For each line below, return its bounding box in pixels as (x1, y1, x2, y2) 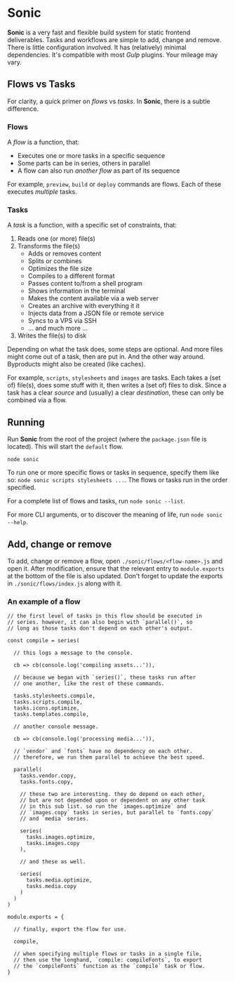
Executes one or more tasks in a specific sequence (17, 152, 166, 160)
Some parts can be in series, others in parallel (17, 159, 151, 168)
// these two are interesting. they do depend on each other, (20, 791, 206, 798)
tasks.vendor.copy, (20, 772, 77, 780)
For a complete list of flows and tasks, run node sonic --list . (7, 497, 186, 505)
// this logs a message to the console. (13, 649, 133, 657)
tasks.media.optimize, (25, 877, 93, 884)
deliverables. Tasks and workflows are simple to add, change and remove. (7, 35, 222, 44)
